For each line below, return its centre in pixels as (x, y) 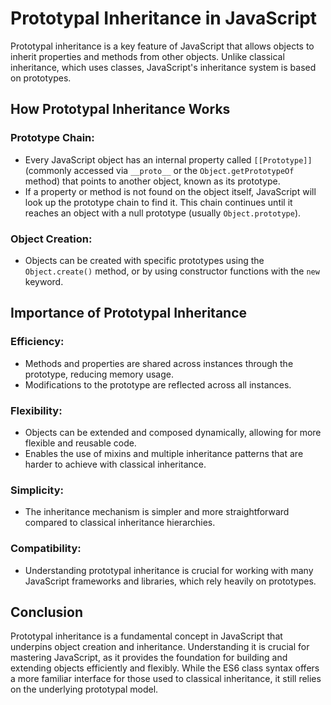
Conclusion (47, 612)
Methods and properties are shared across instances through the (159, 363)
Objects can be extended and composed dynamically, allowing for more (173, 432)
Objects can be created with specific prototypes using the (144, 260)
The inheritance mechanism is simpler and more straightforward (157, 512)
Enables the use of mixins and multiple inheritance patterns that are (164, 453)
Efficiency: (37, 342)
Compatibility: (46, 549)
